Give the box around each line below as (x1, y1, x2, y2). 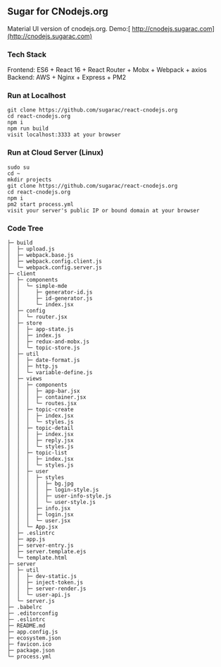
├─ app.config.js (7, 628, 58, 635)
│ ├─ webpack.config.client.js (7, 258, 102, 265)
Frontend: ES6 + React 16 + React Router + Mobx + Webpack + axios (7, 66, 208, 74)
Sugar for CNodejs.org (7, 6, 108, 18)
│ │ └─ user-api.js (7, 591, 71, 599)
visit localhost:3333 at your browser (7, 131, 121, 138)
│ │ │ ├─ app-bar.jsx (7, 387, 80, 395)
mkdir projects (7, 176, 52, 183)
